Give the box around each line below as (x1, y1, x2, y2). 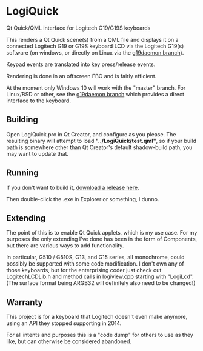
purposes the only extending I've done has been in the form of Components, (6, 235, 198, 243)
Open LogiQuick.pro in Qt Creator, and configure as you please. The (6, 130, 176, 138)
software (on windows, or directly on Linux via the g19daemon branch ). (6, 48, 184, 56)
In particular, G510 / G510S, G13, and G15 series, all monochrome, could (6, 253, 185, 261)
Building (6, 115, 38, 125)
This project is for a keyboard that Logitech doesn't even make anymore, (6, 313, 188, 321)
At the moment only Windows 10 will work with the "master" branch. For (6, 84, 186, 92)
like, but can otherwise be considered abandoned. (6, 338, 132, 345)
